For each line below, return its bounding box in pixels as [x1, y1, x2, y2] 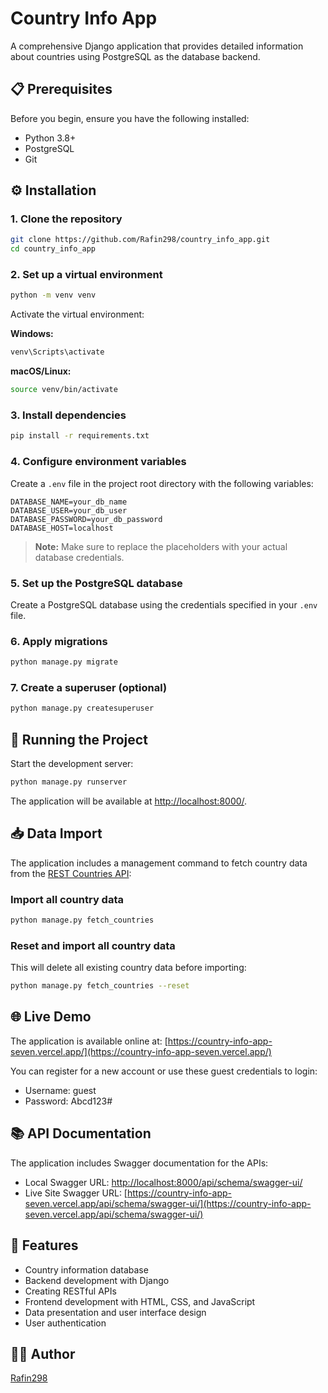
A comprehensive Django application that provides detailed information [10, 40, 304, 52]
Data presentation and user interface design [24, 1306, 207, 1318]
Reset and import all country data [10, 938, 176, 952]
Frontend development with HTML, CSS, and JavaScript [24, 1295, 256, 1307]
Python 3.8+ [24, 132, 77, 144]
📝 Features [10, 1237, 79, 1254]
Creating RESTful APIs [24, 1285, 117, 1297]
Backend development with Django [24, 1274, 170, 1286]
